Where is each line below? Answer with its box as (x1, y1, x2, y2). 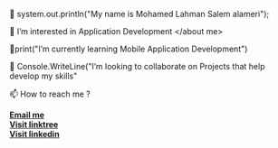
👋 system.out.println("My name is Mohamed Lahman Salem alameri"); (9, 9, 270, 19)
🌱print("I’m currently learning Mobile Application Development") (9, 43, 248, 54)
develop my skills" (9, 70, 78, 81)
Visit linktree (9, 119, 59, 130)
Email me (9, 109, 45, 120)
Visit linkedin (9, 129, 61, 139)
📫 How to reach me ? (9, 88, 91, 99)
